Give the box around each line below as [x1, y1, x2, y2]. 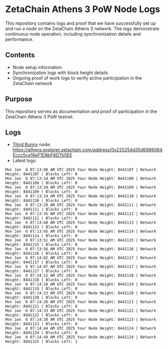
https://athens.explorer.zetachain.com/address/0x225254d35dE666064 [12, 147, 162, 153]
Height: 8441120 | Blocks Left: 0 [5, 295, 78, 300]
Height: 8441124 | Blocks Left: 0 [5, 330, 78, 335]
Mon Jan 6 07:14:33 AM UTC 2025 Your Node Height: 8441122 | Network [5, 308, 156, 313]
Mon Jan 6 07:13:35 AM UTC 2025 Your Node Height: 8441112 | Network [5, 212, 156, 217]
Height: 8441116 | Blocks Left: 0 [5, 251, 78, 256]
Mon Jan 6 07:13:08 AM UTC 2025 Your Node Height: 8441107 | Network [5, 167, 156, 172]
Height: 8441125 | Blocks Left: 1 [5, 339, 78, 344]
